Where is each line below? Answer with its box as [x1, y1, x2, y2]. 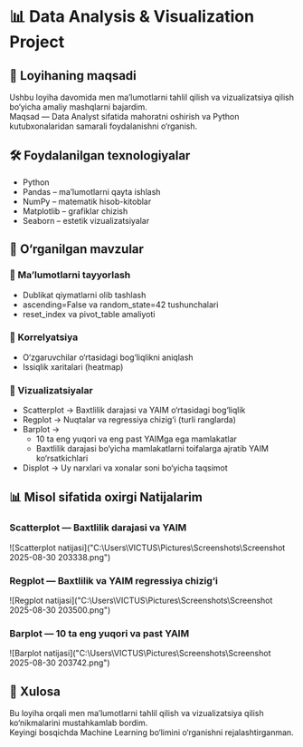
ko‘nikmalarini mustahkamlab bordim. [9, 717, 148, 729]
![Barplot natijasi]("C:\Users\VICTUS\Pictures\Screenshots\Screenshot [9, 648, 271, 659]
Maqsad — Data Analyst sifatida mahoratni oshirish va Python [9, 112, 240, 121]
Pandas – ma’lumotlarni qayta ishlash [22, 186, 161, 197]
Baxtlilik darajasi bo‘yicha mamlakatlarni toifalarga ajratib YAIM [35, 443, 270, 454]
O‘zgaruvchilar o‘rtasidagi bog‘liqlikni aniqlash [22, 352, 194, 363]
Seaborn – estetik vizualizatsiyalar [22, 215, 150, 226]
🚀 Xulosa [9, 684, 61, 699]
